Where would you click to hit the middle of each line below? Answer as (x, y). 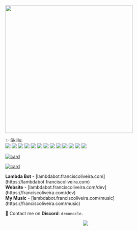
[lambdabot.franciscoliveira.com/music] (73, 198)
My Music (16, 198)
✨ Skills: (14, 140)
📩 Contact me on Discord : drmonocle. (45, 213)
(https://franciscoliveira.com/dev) (40, 193)
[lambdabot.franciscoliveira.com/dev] (67, 187)
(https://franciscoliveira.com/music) (43, 203)
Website (14, 187)
